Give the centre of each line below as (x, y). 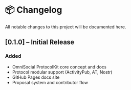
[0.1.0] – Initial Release (40, 42)
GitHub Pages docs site (36, 77)
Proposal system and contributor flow (50, 82)
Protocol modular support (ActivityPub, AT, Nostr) (62, 72)
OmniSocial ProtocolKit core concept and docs (59, 67)
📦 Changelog (34, 10)
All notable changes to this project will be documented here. (65, 27)
